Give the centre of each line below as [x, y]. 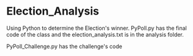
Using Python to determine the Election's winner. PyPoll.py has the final [96, 28]
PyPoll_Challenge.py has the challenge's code [64, 46]
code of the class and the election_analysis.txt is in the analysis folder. [95, 34]
